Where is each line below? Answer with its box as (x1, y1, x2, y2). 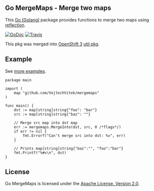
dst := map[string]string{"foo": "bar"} (14, 107, 97, 112)
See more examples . (5, 68, 46, 74)
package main (5, 78, 32, 83)
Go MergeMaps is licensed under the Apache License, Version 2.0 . (5, 181, 140, 187)
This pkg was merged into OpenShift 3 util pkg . (5, 41, 100, 47)
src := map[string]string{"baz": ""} (14, 112, 91, 117)
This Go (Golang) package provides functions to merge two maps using (5, 17, 149, 22)
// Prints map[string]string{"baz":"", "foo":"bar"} (14, 146, 124, 151)
